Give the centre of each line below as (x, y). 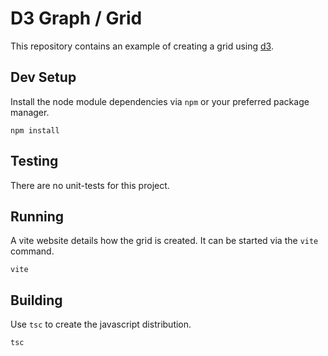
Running (37, 216)
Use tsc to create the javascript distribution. (101, 324)
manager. (30, 112)
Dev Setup (43, 77)
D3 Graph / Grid (76, 18)
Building (36, 300)
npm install (35, 130)
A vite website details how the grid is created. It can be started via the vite (164, 241)
